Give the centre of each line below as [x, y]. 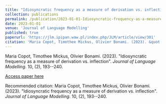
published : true [22, 33]
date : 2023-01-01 [23, 24]
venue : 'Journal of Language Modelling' [47, 28]
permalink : [16, 19]
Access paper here [24, 76]
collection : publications [32, 14]
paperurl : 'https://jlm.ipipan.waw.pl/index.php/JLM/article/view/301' [80, 38]
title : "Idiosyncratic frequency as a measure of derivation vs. [74, 10]
